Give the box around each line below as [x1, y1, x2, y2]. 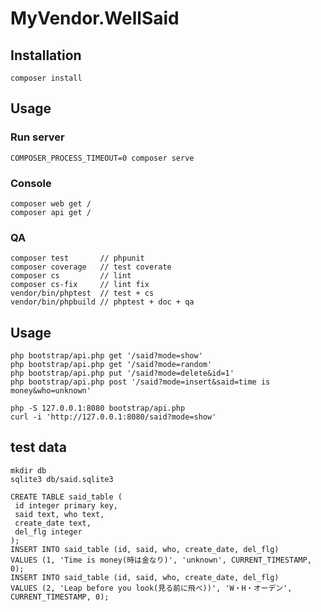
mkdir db [10, 465, 47, 476]
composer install [10, 73, 83, 83]
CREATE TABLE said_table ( [10, 492, 123, 502]
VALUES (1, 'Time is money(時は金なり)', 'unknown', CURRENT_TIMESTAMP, [10, 555, 312, 565]
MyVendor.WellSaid [10, 7, 180, 30]
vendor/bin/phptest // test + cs [10, 288, 155, 299]
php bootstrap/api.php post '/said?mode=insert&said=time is [10, 377, 271, 387]
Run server [10, 130, 65, 144]
